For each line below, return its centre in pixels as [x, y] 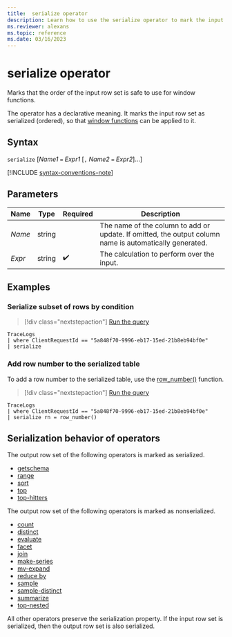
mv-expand [33, 569]
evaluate [29, 539]
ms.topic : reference [37, 33]
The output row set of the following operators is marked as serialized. [106, 455]
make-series [35, 562]
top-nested [33, 605]
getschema [33, 468]
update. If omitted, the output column [160, 234]
